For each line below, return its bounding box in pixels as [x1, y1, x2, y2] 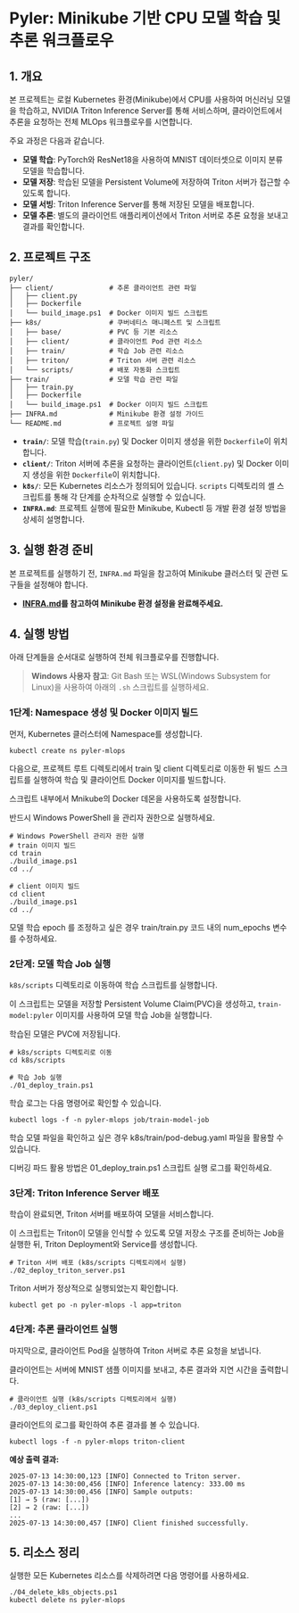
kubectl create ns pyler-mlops [9, 746, 126, 755]
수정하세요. [18, 933, 58, 944]
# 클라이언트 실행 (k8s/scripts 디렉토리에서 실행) [9, 1394, 178, 1403]
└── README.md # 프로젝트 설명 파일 [9, 418, 175, 428]
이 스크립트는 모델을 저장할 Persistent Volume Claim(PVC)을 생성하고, [9, 998, 256, 1009]
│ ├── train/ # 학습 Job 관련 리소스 [9, 346, 185, 355]
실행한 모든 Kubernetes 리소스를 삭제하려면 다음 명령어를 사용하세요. [9, 1570, 250, 1581]
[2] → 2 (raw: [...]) [9, 1502, 90, 1512]
